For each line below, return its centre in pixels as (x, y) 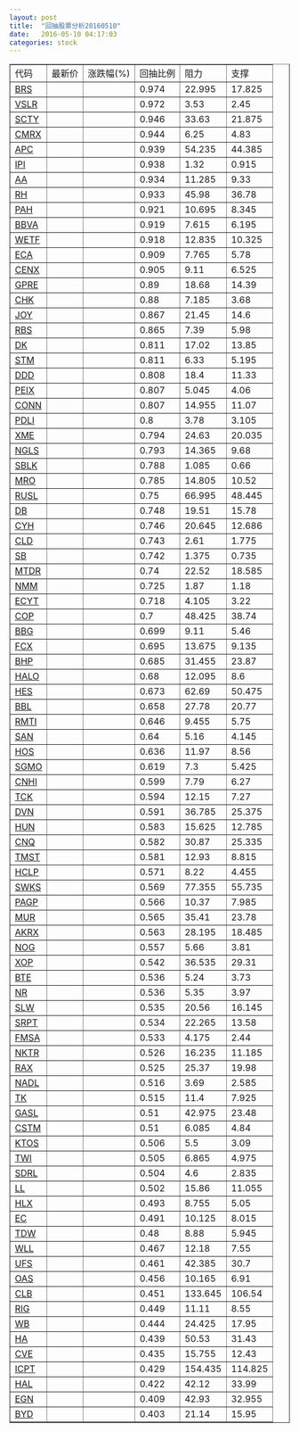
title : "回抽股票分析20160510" (65, 26)
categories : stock (43, 42)
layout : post (33, 17)
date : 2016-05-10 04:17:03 (63, 34)
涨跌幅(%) (109, 74)
